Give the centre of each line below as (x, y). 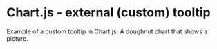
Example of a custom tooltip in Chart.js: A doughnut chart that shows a (107, 31)
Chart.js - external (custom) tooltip (109, 13)
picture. (18, 38)
